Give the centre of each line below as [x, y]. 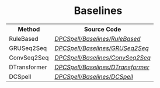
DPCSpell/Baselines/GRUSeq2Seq [102, 48]
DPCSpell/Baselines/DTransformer [102, 67]
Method [29, 29]
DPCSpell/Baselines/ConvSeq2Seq [102, 58]
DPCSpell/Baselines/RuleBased [98, 38]
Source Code [102, 29]
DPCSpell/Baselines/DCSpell [94, 76]
